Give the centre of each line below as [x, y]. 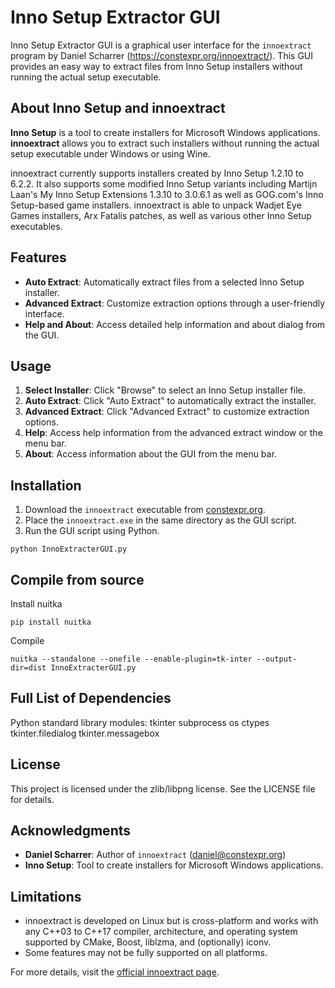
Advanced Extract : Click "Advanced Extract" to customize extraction [167, 412]
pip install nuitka [51, 622]
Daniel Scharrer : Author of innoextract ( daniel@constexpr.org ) [155, 855]
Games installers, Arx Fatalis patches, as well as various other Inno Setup [161, 215]
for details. [32, 799]
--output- [277, 659]
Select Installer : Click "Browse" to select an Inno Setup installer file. [165, 390]
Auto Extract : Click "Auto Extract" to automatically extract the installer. [170, 401]
